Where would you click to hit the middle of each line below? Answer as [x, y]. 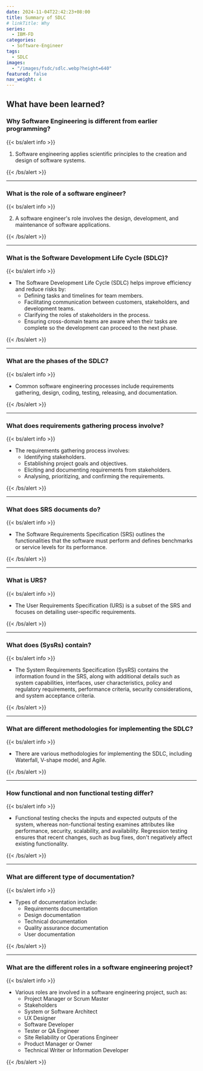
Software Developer [49, 1024]
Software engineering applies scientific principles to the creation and [101, 154]
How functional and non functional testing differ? [80, 793]
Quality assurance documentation [66, 927]
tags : [13, 52]
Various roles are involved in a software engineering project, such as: [101, 992]
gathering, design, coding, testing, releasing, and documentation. [96, 392]
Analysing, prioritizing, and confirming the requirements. [94, 476]
